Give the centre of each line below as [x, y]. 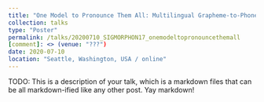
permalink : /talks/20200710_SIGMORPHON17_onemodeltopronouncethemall [125, 37]
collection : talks [38, 23]
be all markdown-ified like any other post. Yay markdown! [101, 89]
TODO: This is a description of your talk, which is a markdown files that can [130, 81]
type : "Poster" [33, 30]
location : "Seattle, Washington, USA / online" [88, 60]
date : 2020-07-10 [37, 52]
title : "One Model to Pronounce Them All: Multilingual [101, 15]
